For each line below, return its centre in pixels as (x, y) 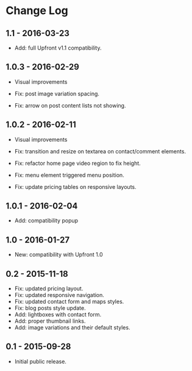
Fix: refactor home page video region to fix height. (77, 163)
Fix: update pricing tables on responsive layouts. (75, 186)
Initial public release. (40, 361)
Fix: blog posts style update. (50, 308)
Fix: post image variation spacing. (57, 94)
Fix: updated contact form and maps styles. (69, 302)
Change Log (37, 11)
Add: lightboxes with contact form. (58, 315)
